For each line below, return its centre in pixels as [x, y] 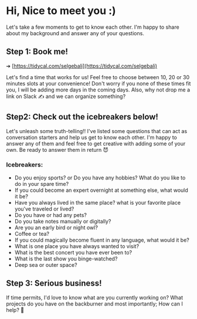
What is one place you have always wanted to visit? [77, 246]
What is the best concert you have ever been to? [73, 252]
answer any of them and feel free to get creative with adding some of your [96, 143]
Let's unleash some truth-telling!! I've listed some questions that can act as [97, 131]
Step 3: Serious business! [54, 284]
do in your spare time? [42, 184]
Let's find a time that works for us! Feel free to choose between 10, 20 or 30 [98, 77]
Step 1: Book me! [37, 52]
